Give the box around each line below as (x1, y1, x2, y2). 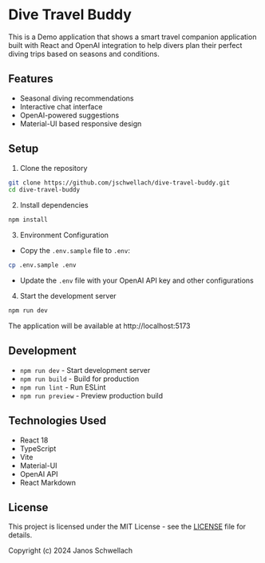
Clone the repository (19, 163, 88, 172)
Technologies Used (8, 414, 106, 428)
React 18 (19, 435, 49, 445)
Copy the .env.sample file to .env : (19, 246, 130, 256)
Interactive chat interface (19, 101, 103, 111)
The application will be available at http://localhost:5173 (8, 321, 191, 331)
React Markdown (19, 478, 77, 487)
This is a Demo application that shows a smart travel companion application (8, 32, 257, 42)
